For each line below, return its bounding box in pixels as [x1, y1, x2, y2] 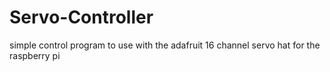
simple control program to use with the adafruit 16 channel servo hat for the [9, 39, 321, 51]
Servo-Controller [9, 6, 154, 29]
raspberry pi [9, 49, 61, 61]
